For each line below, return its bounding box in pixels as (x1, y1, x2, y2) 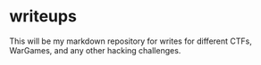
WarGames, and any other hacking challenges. (9, 45, 181, 55)
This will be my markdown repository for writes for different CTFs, (9, 36, 252, 46)
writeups (9, 6, 78, 27)
